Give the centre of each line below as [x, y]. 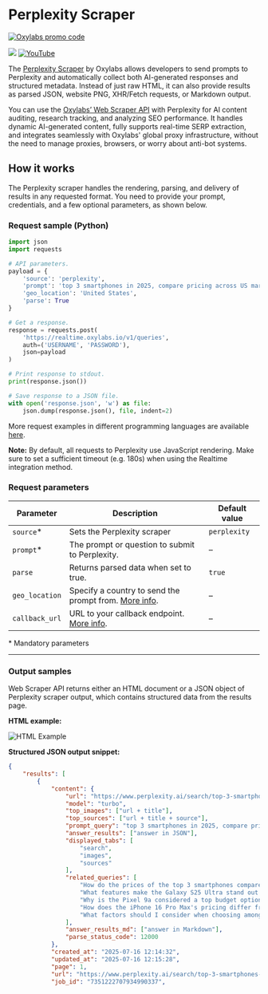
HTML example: [35, 721]
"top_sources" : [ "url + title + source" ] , [137, 818]
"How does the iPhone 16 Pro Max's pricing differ [165, 907]
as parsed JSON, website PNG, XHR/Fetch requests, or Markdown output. [130, 94]
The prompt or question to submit [132, 544]
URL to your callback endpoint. [127, 613]
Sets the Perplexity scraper [120, 531]
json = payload [44, 353]
